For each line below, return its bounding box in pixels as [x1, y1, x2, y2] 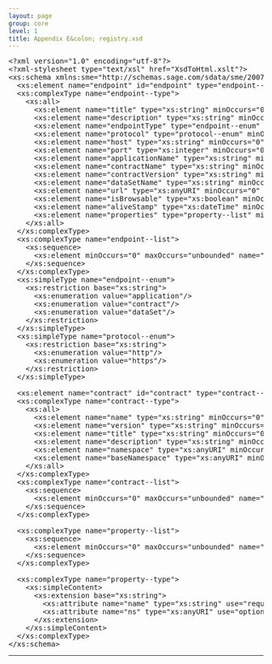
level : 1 [8, 27, 38, 35]
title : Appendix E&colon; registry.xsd [8, 34, 143, 43]
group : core [8, 19, 49, 28]
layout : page [8, 11, 53, 20]
